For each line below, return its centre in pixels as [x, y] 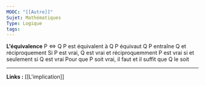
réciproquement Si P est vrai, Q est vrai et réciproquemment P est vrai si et [100, 53]
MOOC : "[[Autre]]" [30, 12]
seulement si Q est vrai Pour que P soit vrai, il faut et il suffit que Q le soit [98, 59]
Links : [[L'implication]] [35, 77]
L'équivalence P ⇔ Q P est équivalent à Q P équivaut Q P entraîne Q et [96, 46]
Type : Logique [24, 23]
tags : [13, 29]
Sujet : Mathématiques [34, 18]
